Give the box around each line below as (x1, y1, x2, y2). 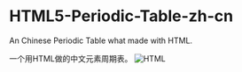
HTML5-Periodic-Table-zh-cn (9, 6, 233, 26)
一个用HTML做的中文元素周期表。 (9, 53, 133, 63)
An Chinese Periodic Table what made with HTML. (9, 35, 193, 46)
